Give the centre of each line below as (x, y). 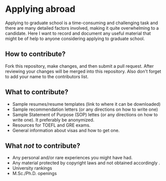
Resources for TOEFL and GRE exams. (51, 125)
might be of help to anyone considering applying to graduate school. (75, 39)
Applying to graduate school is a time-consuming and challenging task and (82, 23)
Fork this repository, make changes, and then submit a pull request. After (80, 66)
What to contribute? (37, 92)
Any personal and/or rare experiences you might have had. (72, 158)
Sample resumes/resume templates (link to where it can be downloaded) (86, 104)
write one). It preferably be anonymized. (53, 120)
